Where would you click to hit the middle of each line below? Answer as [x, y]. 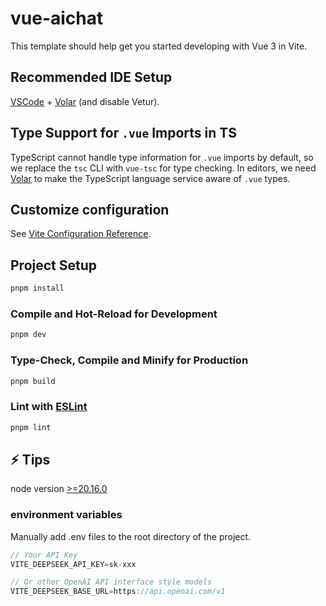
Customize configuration [90, 209]
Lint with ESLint [49, 407]
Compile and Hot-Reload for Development [114, 314]
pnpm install [37, 288]
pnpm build [33, 381]
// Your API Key [44, 555]
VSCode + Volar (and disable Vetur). [85, 101]
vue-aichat [57, 18]
